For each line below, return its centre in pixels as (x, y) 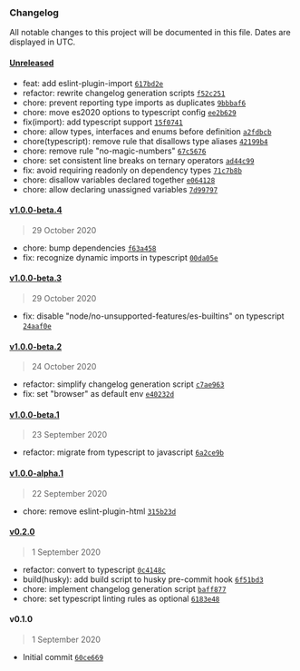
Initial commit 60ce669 (63, 656)
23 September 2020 (69, 435)
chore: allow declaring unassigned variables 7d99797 (120, 189)
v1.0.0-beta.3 (35, 278)
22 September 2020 (69, 493)
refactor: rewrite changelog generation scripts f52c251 (124, 93)
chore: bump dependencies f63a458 (89, 248)
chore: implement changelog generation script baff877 (124, 588)
